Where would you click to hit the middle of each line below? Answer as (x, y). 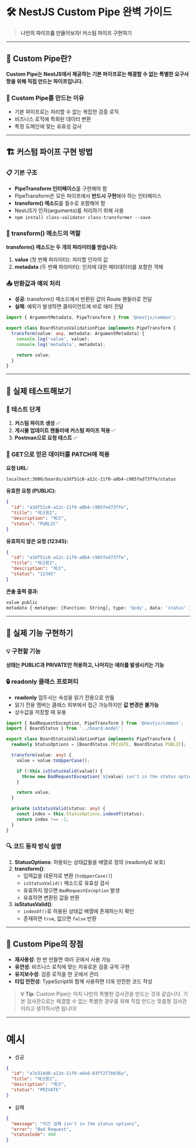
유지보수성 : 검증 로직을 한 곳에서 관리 (57, 974)
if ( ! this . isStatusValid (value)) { (60, 771)
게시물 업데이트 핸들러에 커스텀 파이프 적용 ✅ (65, 430)
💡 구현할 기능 (23, 651)
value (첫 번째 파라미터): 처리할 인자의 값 (61, 260)
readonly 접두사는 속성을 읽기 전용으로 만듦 (64, 697)
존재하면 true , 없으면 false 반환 (60, 918)
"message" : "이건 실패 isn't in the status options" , (76, 1124)
